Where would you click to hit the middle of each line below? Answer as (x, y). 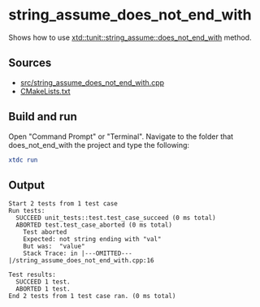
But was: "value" (54, 246)
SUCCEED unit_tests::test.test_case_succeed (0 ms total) (116, 218)
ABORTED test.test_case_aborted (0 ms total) (94, 225)
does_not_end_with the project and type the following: (99, 145)
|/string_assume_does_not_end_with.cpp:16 (81, 261)
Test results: (32, 275)
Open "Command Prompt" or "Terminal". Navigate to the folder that (121, 136)
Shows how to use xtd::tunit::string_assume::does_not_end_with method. (130, 37)
